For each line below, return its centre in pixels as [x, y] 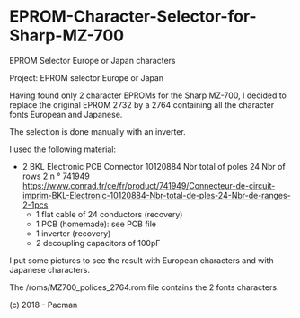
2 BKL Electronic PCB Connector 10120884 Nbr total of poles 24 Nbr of [154, 166]
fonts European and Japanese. [66, 114]
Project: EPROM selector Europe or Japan [87, 77]
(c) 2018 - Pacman [44, 305]
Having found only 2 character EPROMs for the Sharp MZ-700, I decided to [148, 95]
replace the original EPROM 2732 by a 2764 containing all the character [142, 104]
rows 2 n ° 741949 [56, 176]
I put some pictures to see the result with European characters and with [141, 260]
